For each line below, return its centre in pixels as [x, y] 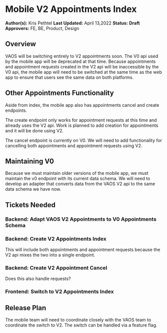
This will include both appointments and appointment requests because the [83, 249]
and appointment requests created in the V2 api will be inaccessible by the [82, 66]
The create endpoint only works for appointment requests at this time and [81, 120]
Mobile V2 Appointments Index [71, 9]
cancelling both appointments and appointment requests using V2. [74, 145]
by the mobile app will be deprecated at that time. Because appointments [80, 61]
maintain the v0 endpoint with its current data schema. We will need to [78, 179]
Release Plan [26, 308]
